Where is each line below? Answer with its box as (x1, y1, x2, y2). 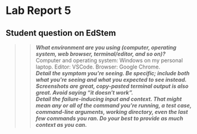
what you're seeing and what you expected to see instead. (35, 76, 187, 83)
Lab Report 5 (5, 4, 72, 18)
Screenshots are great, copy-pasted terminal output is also (35, 82, 189, 90)
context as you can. (35, 121, 87, 128)
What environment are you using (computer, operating (35, 44, 177, 51)
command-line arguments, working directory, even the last (35, 109, 189, 115)
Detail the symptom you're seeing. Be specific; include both (35, 70, 190, 76)
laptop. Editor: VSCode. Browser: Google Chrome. (35, 63, 161, 70)
